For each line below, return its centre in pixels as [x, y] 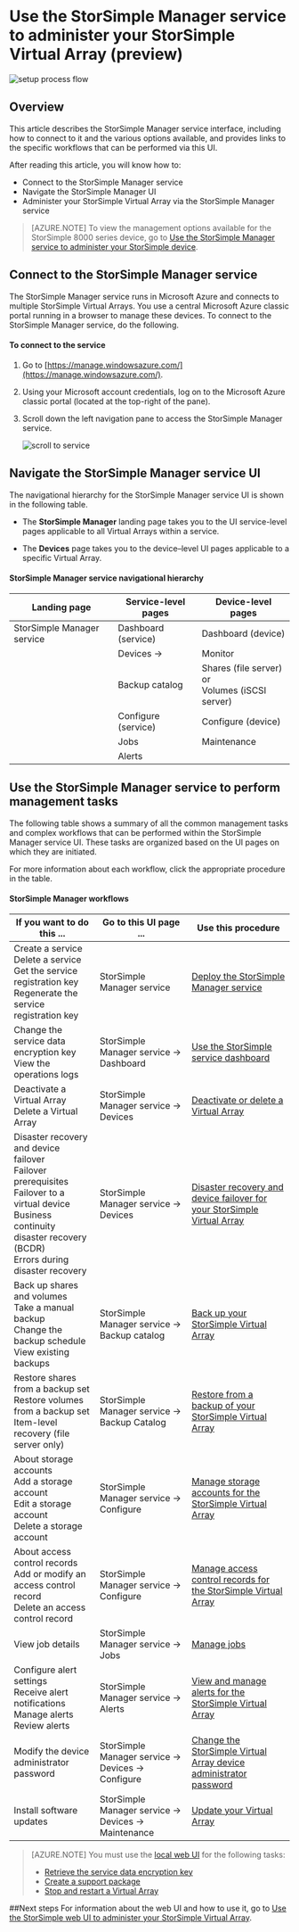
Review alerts [42, 1725]
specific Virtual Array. [62, 557]
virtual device [42, 1203]
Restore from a [222, 1394]
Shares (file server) [242, 668]
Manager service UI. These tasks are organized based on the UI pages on [145, 842]
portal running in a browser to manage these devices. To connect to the [141, 315]
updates [31, 1821]
